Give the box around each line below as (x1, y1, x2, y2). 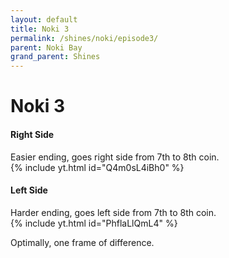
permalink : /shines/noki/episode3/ (10, 33, 159, 43)
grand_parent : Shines (10, 52, 101, 62)
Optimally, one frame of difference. (10, 236, 155, 248)
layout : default (10, 14, 78, 25)
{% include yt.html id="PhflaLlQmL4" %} (10, 217, 178, 229)
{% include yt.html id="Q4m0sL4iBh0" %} (10, 161, 185, 173)
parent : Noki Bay (10, 42, 83, 53)
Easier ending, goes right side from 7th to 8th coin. (10, 151, 220, 163)
